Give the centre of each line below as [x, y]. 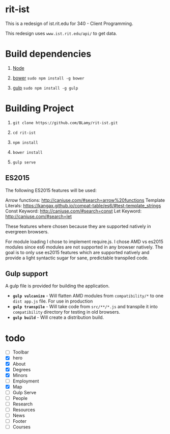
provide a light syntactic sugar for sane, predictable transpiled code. [77, 258]
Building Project [40, 108]
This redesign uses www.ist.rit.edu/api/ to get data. [61, 33]
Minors [20, 375]
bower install [27, 152]
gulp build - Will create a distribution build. [58, 317]
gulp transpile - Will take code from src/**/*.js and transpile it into [85, 307]
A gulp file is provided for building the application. [58, 286]
